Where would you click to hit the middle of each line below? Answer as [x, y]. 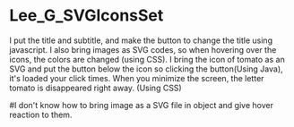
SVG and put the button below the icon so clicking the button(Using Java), [147, 69]
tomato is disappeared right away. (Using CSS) [95, 88]
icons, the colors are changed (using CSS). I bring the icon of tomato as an [147, 59]
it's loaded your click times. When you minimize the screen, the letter [137, 78]
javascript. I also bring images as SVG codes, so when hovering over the [143, 49]
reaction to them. [41, 114]
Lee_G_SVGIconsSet [86, 16]
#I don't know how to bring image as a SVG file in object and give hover [141, 105]
